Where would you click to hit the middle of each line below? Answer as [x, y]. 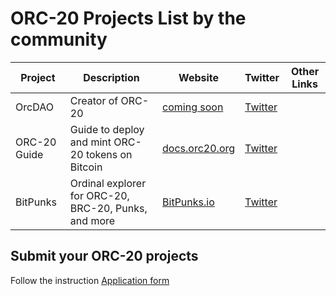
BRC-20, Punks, [108, 208]
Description [111, 77]
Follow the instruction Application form [90, 280]
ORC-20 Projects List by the [128, 18]
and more [92, 220]
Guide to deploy [107, 129]
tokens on [109, 154]
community [59, 39]
